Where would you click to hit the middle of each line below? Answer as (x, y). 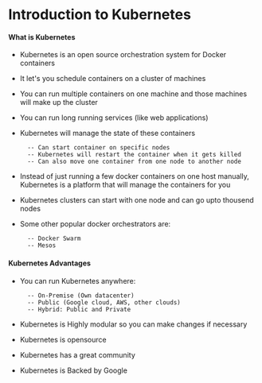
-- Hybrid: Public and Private (79, 309)
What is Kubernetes (42, 37)
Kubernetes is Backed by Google (73, 370)
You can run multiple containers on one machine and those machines (133, 94)
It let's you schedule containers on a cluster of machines (113, 79)
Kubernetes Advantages (50, 263)
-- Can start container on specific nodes (99, 148)
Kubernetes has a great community (77, 354)
